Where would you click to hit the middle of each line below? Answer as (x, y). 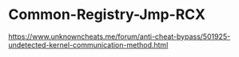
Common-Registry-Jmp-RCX (107, 15)
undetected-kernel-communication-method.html (88, 44)
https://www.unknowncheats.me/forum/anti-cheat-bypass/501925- (119, 36)
